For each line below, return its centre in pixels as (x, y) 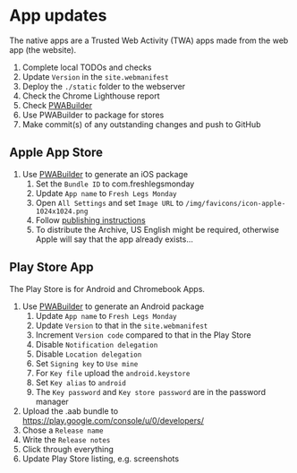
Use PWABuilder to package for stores (93, 115)
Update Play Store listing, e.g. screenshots (101, 459)
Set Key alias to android (81, 383)
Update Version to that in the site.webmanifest (122, 325)
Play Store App (51, 267)
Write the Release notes (66, 439)
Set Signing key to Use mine (87, 363)
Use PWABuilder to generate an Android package (113, 306)
